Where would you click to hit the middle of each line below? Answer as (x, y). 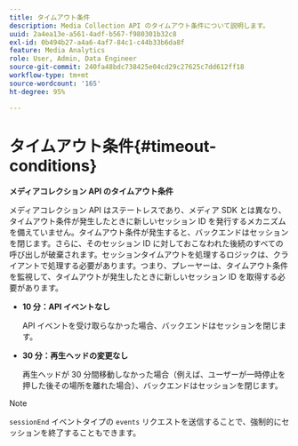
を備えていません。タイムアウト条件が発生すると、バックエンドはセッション (149, 233)
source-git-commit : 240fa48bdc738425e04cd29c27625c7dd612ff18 (127, 68)
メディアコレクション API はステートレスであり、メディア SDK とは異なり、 (148, 211)
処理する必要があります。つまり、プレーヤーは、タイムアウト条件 (168, 266)
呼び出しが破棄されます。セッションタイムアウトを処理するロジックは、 (141, 255)
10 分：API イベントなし (66, 307)
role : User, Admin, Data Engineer (73, 59)
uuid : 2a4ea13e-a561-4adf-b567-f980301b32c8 (93, 34)
